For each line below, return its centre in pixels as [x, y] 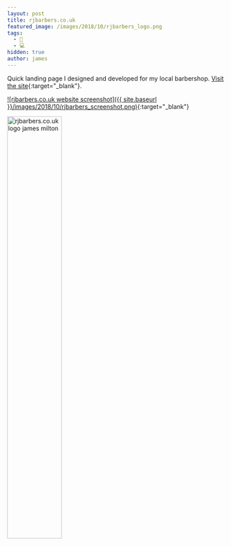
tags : [15, 33]
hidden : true [26, 53]
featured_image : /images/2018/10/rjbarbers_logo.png [85, 26]
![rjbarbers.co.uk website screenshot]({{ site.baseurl [82, 99]
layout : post [26, 14]
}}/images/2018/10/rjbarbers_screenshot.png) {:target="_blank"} [98, 106]
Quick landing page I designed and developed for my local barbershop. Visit [115, 78]
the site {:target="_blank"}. [45, 86]
